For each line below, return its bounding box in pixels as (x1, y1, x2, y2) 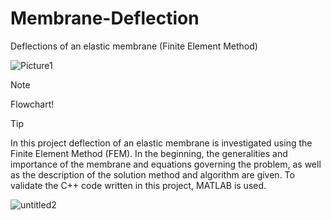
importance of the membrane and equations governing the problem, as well (10, 158, 322, 170)
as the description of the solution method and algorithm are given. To (10, 168, 295, 181)
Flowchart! (10, 98, 55, 110)
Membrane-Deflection (10, 7, 200, 30)
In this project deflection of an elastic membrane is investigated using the (10, 137, 313, 149)
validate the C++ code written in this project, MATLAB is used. (10, 179, 267, 191)
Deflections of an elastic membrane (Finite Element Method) (10, 40, 258, 52)
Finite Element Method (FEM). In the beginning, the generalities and (10, 147, 288, 159)
